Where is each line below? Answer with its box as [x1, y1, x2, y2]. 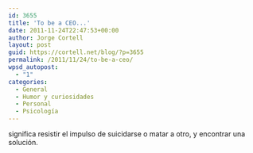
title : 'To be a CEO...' [8, 19, 91, 27]
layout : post [8, 41, 52, 49]
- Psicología [15, 108, 59, 116]
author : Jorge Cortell [8, 33, 84, 42]
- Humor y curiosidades [15, 93, 94, 101]
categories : [8, 78, 48, 86]
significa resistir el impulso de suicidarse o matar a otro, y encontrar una [8, 129, 246, 139]
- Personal [15, 100, 52, 108]
